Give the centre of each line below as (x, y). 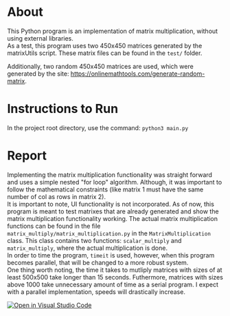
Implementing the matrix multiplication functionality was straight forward (110, 175)
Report (27, 156)
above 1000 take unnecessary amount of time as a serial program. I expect (113, 284)
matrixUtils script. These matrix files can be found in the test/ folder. (105, 53)
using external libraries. (41, 38)
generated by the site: (38, 74)
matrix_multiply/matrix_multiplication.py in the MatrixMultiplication (109, 233)
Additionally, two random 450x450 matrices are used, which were (100, 66)
